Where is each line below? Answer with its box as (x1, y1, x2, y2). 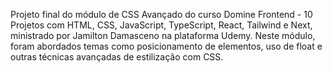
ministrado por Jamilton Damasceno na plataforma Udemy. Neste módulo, (10, 30, 316, 41)
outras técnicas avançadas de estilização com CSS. (10, 51, 224, 63)
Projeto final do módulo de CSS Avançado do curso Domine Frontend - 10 (10, 9, 313, 20)
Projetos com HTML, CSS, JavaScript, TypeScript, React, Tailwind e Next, (10, 19, 313, 31)
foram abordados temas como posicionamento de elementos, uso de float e (10, 40, 323, 52)
